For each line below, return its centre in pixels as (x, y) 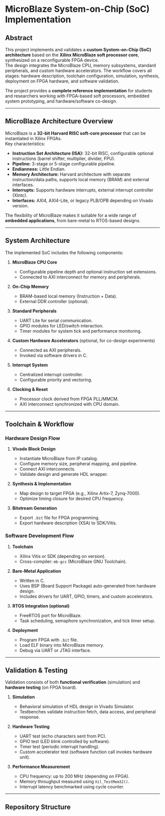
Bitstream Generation (35, 508)
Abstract (19, 38)
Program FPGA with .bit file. (49, 640)
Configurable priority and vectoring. (56, 380)
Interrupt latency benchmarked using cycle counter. (72, 787)
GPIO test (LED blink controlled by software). (65, 741)
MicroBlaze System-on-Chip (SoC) (77, 9)
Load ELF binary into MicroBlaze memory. (62, 645)
